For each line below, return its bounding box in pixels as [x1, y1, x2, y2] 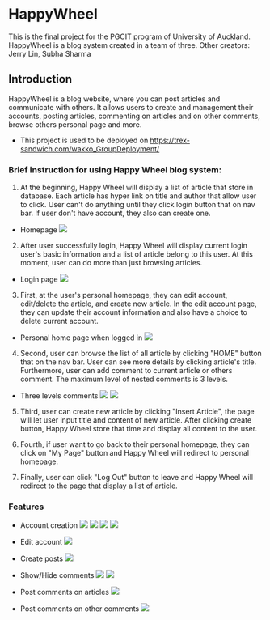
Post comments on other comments [19, 604, 140, 614]
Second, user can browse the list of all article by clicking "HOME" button [19, 349, 263, 359]
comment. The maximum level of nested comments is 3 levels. [19, 374, 229, 384]
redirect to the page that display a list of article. [19, 481, 178, 490]
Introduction [8, 72, 73, 86]
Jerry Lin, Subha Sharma [8, 49, 91, 58]
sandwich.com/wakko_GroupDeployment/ [19, 143, 160, 154]
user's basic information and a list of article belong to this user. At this [19, 249, 253, 259]
